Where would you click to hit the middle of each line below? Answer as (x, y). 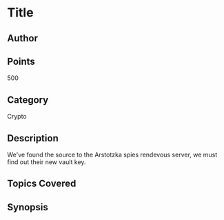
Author (22, 38)
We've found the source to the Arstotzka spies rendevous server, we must (112, 155)
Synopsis (28, 207)
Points (21, 61)
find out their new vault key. (47, 162)
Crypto (17, 117)
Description (33, 138)
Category (28, 100)
